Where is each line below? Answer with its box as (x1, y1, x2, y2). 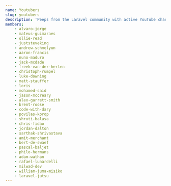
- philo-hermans (14, 150, 49, 155)
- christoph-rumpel (14, 69, 56, 74)
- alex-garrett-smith (14, 97, 60, 102)
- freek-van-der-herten (14, 64, 65, 69)
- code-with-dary (14, 107, 51, 112)
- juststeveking (14, 41, 49, 46)
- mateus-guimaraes (14, 31, 56, 36)
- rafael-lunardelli (14, 159, 58, 164)
